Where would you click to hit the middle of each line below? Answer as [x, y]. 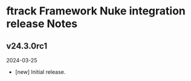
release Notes [42, 24]
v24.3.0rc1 [27, 46]
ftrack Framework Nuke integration [96, 11]
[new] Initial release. [40, 72]
